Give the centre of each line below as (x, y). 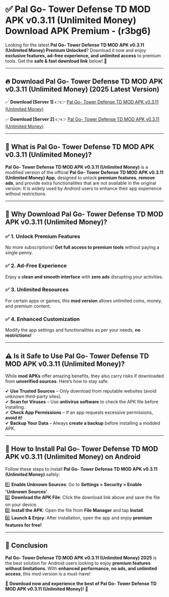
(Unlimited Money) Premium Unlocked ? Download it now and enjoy (76, 50)
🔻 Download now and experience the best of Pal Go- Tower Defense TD (81, 583)
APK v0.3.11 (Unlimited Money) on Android (73, 457)
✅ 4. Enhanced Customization (43, 319)
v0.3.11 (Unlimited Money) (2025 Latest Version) (82, 89)
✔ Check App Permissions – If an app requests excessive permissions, (79, 412)
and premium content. (28, 306)
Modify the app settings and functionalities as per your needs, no (73, 330)
